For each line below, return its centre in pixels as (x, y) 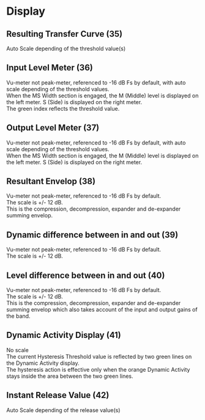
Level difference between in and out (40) (86, 275)
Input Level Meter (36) (50, 68)
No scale (17, 350)
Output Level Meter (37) (53, 128)
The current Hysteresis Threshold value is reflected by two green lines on (99, 356)
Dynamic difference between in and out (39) (92, 235)
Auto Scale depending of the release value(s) (63, 410)
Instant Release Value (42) (58, 395)
